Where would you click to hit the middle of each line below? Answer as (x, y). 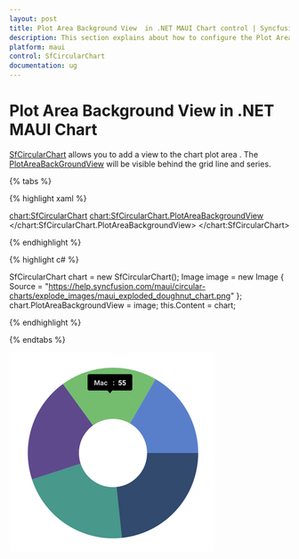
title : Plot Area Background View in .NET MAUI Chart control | (133, 28)
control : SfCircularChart (57, 57)
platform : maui (37, 47)
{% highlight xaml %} (48, 198)
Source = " (29, 286)
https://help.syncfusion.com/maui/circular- (127, 286)
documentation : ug (43, 66)
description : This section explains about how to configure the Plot (141, 37)
